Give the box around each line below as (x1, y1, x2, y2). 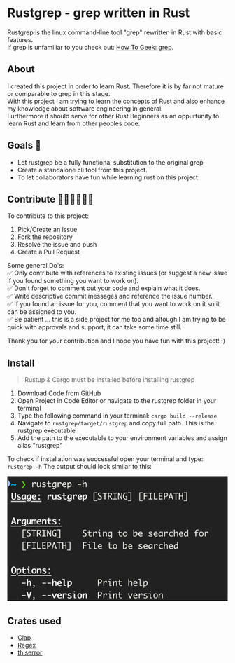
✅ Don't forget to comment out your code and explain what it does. (7, 284, 201, 292)
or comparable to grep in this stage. (7, 89, 111, 97)
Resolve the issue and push (17, 240, 97, 249)
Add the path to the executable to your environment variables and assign (17, 434, 227, 442)
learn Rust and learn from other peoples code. (7, 119, 141, 128)
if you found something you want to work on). (7, 277, 138, 285)
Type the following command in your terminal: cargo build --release (17, 411, 218, 420)
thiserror (17, 648, 43, 657)
